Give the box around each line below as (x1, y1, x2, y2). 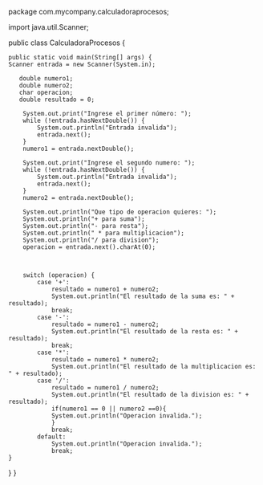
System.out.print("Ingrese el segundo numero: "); (22, 159, 196, 167)
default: (37, 433, 67, 441)
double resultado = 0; (18, 96, 95, 104)
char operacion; (18, 88, 74, 96)
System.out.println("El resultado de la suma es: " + (51, 292, 235, 300)
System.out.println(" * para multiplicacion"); (22, 229, 184, 237)
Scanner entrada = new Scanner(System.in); (8, 60, 156, 68)
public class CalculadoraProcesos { (8, 38, 126, 47)
